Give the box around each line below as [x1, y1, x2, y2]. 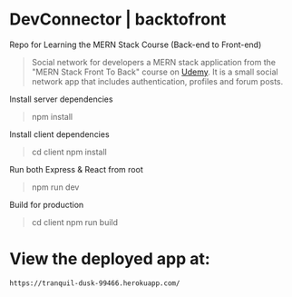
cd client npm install [31, 146, 107, 157]
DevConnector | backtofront [9, 9, 227, 30]
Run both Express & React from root [9, 163, 143, 174]
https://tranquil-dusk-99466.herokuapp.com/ [9, 278, 180, 288]
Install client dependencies [9, 128, 111, 140]
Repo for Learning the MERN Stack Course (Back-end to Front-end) [9, 39, 262, 50]
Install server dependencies [9, 94, 113, 104]
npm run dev [31, 182, 80, 193]
